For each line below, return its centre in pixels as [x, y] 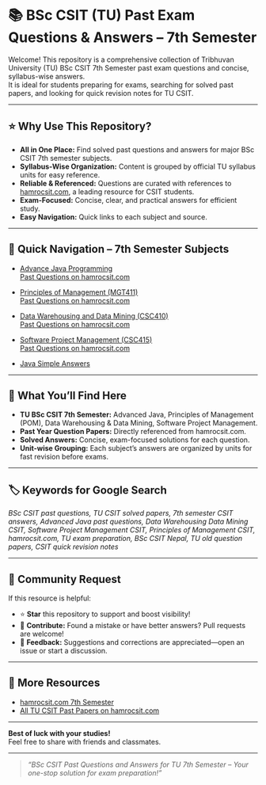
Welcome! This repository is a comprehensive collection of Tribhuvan [122, 59]
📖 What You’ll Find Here [67, 396]
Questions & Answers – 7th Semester [133, 38]
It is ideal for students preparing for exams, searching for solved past [121, 85]
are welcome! [42, 634]
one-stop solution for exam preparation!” [95, 772]
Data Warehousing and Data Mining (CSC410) [94, 316]
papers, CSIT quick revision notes [63, 547]
